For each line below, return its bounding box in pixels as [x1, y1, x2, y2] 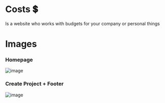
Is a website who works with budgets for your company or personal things [5, 20, 160, 26]
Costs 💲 [5, 4, 38, 15]
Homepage [5, 57, 33, 64]
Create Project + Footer [5, 80, 64, 87]
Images [5, 38, 37, 50]
